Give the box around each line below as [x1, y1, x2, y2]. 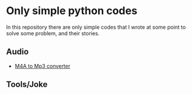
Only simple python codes [6, 4, 138, 18]
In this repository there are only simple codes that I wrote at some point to [6, 23, 186, 31]
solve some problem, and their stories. [6, 29, 100, 36]
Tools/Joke [6, 79, 48, 89]
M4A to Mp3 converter [14, 62, 71, 69]
